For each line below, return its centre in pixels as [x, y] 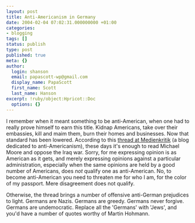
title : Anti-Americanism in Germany [51, 17]
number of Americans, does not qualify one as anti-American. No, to [89, 171]
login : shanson [30, 72]
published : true [26, 55]
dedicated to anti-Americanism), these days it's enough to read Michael [93, 146]
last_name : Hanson [34, 93]
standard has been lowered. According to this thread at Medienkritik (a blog [97, 140]
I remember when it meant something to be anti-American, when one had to [98, 121]
